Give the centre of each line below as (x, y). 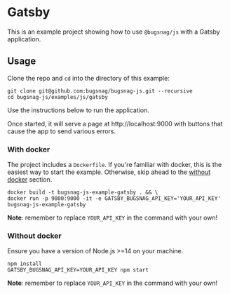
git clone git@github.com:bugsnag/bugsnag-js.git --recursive (100, 91)
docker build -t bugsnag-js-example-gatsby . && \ (83, 193)
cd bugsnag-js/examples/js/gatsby (58, 97)
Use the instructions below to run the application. (78, 110)
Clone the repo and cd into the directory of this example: (88, 78)
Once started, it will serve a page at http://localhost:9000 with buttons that (115, 123)
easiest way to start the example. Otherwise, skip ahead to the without (109, 172)
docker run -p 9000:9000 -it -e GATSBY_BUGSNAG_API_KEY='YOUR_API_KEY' (114, 199)
